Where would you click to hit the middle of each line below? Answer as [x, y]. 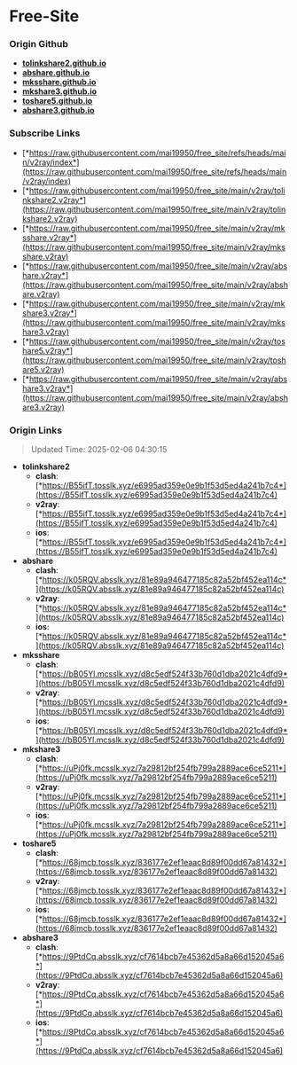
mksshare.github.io [59, 82]
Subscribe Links [45, 133]
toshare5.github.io [57, 101]
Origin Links [36, 430]
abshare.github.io [56, 73]
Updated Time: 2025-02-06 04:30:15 [99, 450]
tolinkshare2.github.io [64, 63]
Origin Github [39, 44]
